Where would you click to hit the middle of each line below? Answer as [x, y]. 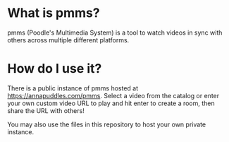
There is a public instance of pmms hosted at [73, 88]
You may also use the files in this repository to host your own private [107, 124]
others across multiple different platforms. [68, 40]
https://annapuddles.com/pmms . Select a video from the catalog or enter [113, 95]
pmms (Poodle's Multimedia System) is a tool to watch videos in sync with [115, 32]
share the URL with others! [46, 110]
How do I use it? [55, 69]
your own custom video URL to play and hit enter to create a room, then [111, 103]
